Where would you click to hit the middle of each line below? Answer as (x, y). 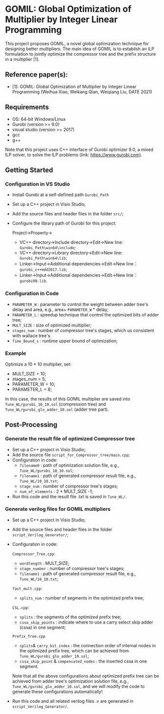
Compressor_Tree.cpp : (34, 553)
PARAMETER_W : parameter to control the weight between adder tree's (80, 304)
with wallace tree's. (32, 336)
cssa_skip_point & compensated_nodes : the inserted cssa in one (83, 661)
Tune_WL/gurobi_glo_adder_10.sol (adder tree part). (57, 409)
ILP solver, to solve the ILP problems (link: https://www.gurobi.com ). (74, 155)
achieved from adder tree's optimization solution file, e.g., (70, 681)
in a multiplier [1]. (23, 59)
